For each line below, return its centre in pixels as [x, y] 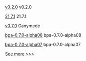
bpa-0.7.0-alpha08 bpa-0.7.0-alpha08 [43, 35]
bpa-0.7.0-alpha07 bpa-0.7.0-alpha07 [43, 45]
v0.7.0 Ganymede [23, 26]
